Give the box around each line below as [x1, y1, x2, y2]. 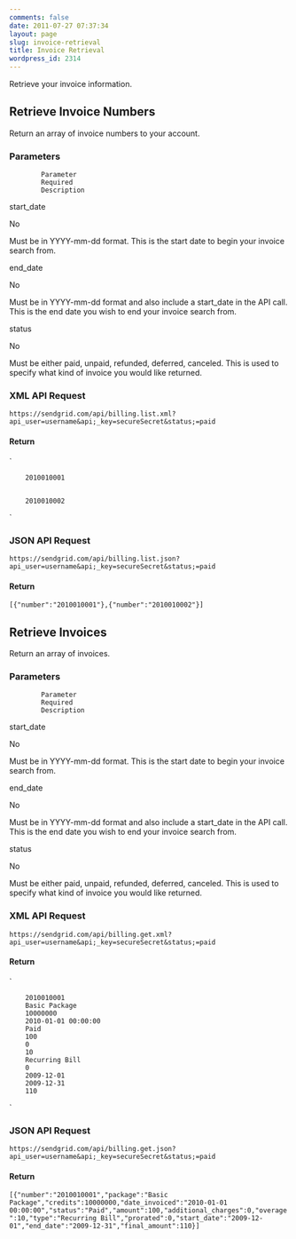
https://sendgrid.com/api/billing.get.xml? [9, 930, 173, 939]
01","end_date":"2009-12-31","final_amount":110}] [9, 1222, 200, 1231]
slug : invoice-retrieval [9, 37, 101, 47]
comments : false [9, 12, 69, 22]
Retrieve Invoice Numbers [9, 104, 156, 120]
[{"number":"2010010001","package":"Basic [9, 1191, 168, 1200]
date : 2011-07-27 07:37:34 [9, 21, 109, 30]
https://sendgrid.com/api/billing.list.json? [9, 554, 180, 563]
